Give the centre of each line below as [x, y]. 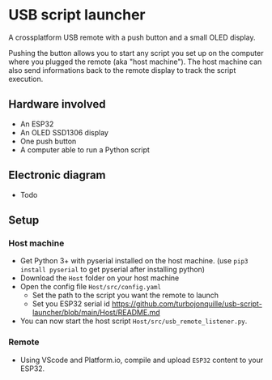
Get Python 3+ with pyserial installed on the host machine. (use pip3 [134, 261]
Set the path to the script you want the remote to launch [125, 295]
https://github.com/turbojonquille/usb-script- [187, 304]
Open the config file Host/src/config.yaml [91, 287]
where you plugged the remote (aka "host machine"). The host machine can [135, 62]
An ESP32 [37, 124]
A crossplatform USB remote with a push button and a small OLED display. [132, 37]
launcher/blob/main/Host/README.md [96, 313]
